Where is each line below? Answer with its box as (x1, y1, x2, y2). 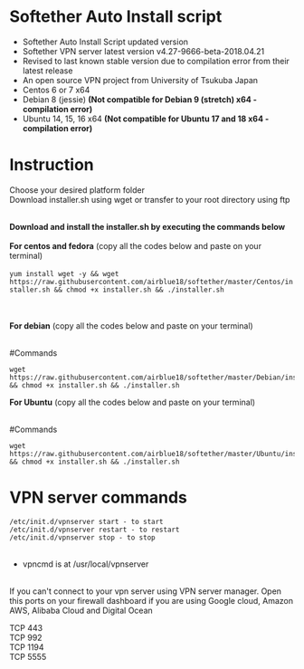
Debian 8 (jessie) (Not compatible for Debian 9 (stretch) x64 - (22, 93, 258, 105)
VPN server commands (9, 487, 187, 508)
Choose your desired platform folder (9, 184, 145, 196)
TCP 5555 (9, 651, 47, 662)
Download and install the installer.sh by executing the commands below (9, 221, 286, 232)
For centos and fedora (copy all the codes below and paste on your (9, 240, 262, 251)
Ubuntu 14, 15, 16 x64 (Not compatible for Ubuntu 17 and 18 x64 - (22, 113, 270, 124)
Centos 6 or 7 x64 (22, 84, 90, 95)
